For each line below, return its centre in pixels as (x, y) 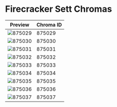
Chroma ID (49, 25)
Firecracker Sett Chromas (58, 9)
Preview (19, 25)
